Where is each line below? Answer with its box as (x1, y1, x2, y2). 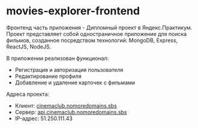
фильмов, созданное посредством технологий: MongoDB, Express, (6, 36, 178, 44)
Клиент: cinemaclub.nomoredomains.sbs (14, 102, 117, 109)
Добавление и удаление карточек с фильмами (14, 79, 136, 86)
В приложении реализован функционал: (6, 54, 109, 62)
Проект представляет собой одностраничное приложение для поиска (6, 30, 187, 37)
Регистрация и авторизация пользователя (14, 66, 124, 73)
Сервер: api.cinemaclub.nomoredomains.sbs (14, 108, 127, 115)
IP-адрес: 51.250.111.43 (14, 115, 73, 122)
